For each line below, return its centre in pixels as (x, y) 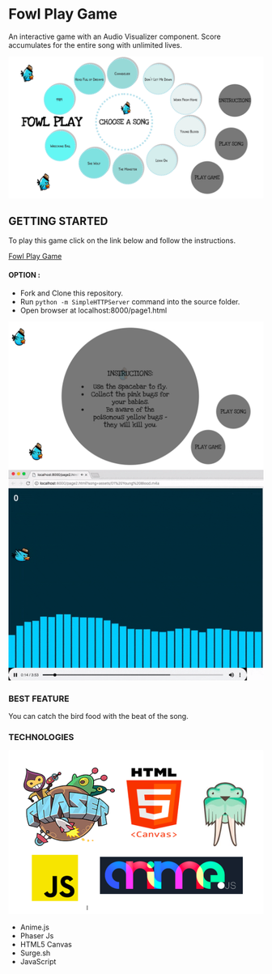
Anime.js (35, 927)
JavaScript (38, 962)
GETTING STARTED (58, 221)
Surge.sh (35, 953)
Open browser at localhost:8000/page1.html (93, 310)
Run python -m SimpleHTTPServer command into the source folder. (130, 301)
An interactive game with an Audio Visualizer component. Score (115, 36)
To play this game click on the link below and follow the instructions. (122, 240)
